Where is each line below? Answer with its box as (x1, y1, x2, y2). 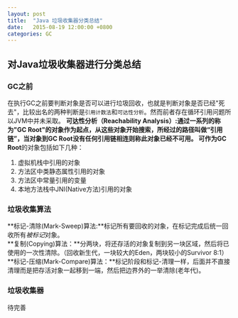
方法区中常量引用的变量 (17, 175, 87, 185)
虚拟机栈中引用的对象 (17, 158, 80, 167)
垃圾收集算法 (7, 204, 52, 214)
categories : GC (7, 30, 53, 38)
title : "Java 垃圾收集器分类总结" (7, 17, 103, 24)
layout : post (7, 10, 46, 18)
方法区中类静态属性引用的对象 (17, 167, 105, 175)
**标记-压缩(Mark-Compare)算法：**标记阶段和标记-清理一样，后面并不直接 (7, 257, 231, 266)
